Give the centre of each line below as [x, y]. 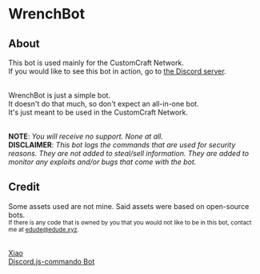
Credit [24, 187]
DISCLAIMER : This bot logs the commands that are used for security [122, 145]
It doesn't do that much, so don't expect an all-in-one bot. [104, 104]
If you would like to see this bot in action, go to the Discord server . [117, 71]
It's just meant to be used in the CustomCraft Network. [98, 112]
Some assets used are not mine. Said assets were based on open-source [129, 206]
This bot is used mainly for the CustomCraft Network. [96, 62]
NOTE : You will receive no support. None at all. [86, 136]
